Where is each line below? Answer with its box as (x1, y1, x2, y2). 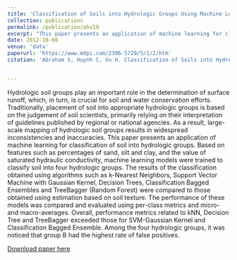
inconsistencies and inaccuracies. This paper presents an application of (7, 133, 217, 141)
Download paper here (7, 244, 71, 253)
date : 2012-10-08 (7, 37, 59, 44)
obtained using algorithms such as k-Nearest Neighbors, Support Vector (7, 170, 218, 179)
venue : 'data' (7, 43, 49, 50)
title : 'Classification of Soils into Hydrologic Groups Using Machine (7, 10, 222, 18)
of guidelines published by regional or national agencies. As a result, (7, 118, 206, 126)
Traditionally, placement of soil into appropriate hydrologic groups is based (7, 103, 225, 112)
